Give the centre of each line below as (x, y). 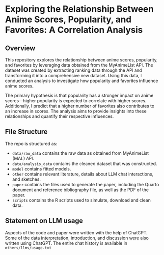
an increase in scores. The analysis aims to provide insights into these (76, 111)
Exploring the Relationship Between (79, 9)
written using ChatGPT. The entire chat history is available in (66, 243)
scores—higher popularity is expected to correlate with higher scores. (76, 101)
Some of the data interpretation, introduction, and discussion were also (77, 238)
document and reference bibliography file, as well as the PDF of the (80, 190)
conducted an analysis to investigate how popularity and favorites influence (82, 81)
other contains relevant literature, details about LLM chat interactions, (83, 174)
